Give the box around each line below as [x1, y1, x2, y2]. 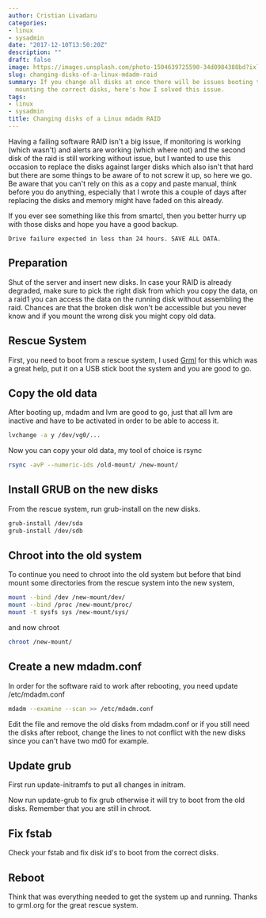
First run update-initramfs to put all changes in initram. [8, 780, 186, 789]
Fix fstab [8, 827, 53, 840]
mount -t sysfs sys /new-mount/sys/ [8, 609, 129, 616]
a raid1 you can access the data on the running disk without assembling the [8, 294, 254, 304]
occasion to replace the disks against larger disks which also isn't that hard [8, 162, 253, 171]
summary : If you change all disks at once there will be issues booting [8, 78, 253, 86]
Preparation [8, 256, 68, 270]
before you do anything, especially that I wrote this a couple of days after [8, 187, 247, 197]
